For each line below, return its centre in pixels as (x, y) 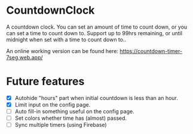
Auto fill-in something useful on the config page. (74, 111)
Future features (45, 82)
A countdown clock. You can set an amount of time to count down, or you (97, 27)
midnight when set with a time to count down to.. (66, 39)
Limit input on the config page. (53, 104)
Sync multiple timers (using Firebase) (61, 125)
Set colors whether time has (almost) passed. (71, 118)
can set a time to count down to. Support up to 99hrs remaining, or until (94, 33)
